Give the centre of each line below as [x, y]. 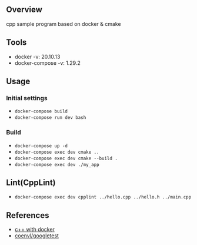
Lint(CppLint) [31, 183]
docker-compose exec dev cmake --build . [66, 158]
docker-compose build [41, 111]
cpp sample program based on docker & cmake [64, 24]
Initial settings [27, 98]
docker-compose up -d [41, 146]
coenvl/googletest [36, 236]
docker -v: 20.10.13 [37, 57]
